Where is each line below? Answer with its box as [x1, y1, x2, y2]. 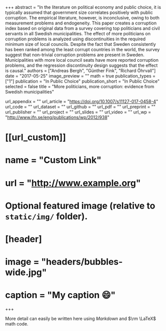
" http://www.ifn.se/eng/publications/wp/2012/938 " [5, 114, 110, 120]
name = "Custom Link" [5, 154, 102, 166]
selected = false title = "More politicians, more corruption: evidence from [5, 84, 155, 89]
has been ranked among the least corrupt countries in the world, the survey [5, 47, 160, 52]
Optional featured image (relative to [5, 200, 156, 211]
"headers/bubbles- [41, 256, 123, 268]
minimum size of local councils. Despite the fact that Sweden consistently [5, 41, 156, 47]
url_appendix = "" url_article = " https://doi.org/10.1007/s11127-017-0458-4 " [5, 99, 158, 104]
